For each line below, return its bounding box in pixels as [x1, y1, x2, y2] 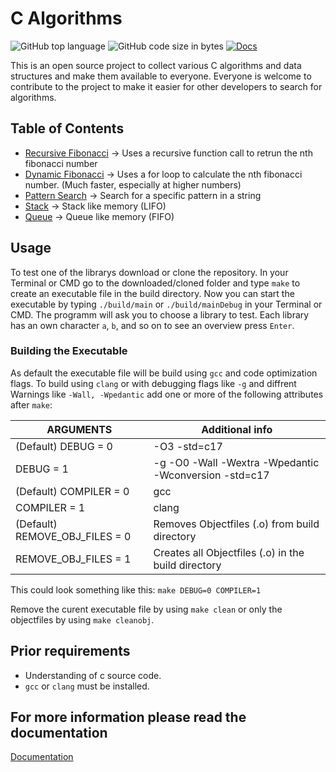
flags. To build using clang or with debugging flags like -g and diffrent [10, 377, 297, 389]
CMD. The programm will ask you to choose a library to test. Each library [10, 308, 310, 321]
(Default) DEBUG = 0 [15, 439, 113, 453]
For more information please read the [10, 709, 247, 726]
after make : [10, 398, 53, 411]
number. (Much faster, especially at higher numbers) [24, 178, 242, 191]
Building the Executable [10, 344, 128, 358]
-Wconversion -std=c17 [153, 468, 270, 482]
